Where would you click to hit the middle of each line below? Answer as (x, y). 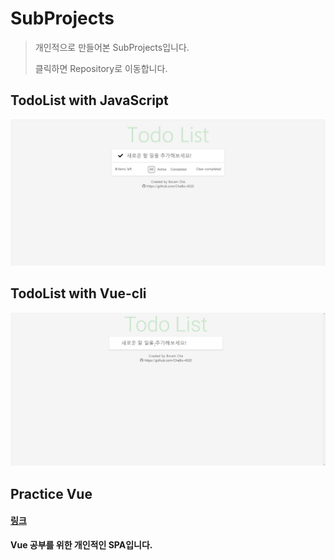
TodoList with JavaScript (89, 100)
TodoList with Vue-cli (78, 293)
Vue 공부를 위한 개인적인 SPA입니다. (81, 545)
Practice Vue (51, 493)
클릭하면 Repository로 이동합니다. (101, 68)
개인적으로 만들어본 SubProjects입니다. (112, 47)
